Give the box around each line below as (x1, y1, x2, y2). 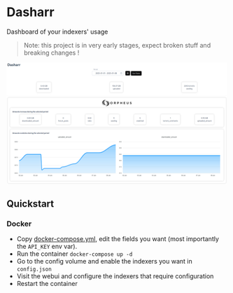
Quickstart (6, 198, 55, 210)
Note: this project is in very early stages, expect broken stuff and (23, 41, 211, 49)
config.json (16, 266, 52, 273)
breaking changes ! (23, 48, 80, 57)
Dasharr (6, 4, 55, 20)
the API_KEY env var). (16, 243, 78, 251)
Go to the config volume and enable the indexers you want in (16, 257, 193, 266)
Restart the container (16, 280, 78, 288)
